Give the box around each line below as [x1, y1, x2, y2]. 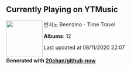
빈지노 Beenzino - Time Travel [43, 20, 116, 28]
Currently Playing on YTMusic [6, 5, 118, 15]
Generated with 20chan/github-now [6, 57, 96, 64]
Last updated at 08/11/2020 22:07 [43, 44, 125, 51]
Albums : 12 [43, 32, 71, 40]
